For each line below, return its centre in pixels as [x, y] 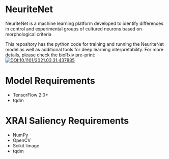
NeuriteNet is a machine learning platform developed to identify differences [84, 23]
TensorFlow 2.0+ [30, 94]
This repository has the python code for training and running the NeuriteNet [84, 44]
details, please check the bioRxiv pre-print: [50, 55]
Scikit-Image [26, 145]
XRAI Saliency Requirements [67, 121]
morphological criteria [29, 34]
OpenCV [22, 140]
